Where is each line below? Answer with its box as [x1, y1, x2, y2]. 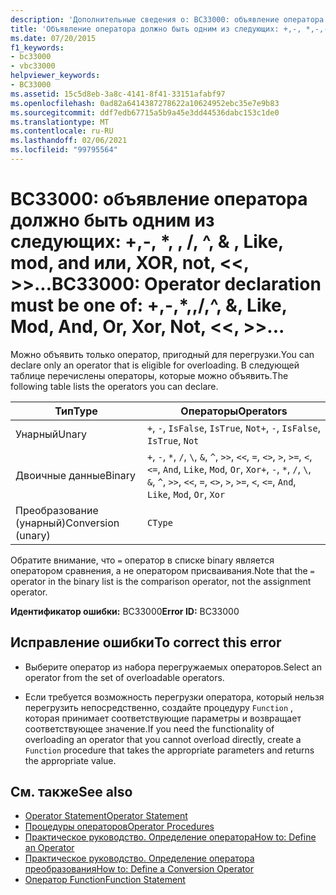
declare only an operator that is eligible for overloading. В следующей [10, 359, 300, 371]
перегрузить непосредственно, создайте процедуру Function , [24, 701, 294, 713]
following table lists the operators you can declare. [10, 380, 219, 392]
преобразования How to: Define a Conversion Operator [24, 863, 254, 875]
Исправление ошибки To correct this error [10, 634, 282, 651]
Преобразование [15, 503, 99, 517]
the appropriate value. [24, 754, 117, 766]
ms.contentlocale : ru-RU [10, 126, 114, 136]
